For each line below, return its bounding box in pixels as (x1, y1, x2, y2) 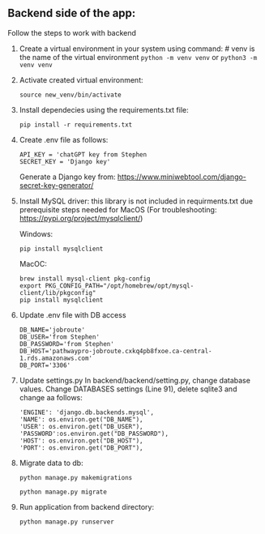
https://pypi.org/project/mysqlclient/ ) (19, 213, 143, 223)
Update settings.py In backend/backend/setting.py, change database (19, 375, 250, 385)
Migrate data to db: (19, 458, 83, 468)
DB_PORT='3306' (19, 361, 71, 370)
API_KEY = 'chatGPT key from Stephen (19, 150, 147, 159)
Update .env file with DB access (19, 310, 126, 319)
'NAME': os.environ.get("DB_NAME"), (19, 415, 143, 424)
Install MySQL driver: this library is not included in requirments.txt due (19, 196, 253, 206)
